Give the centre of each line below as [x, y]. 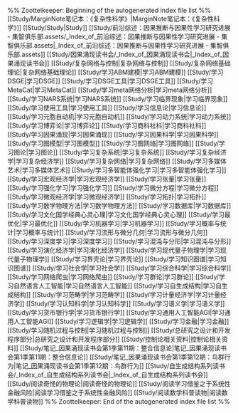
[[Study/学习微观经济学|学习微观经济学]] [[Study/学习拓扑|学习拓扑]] [107, 197]
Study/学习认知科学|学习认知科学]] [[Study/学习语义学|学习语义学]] [128, 303]
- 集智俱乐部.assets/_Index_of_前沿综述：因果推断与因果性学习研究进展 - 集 [118, 36]
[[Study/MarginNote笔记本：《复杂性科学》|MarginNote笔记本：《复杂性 [111, 19]
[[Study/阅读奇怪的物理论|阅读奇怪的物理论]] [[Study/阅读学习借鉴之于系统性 [119, 383]
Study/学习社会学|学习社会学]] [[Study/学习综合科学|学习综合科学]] [134, 268]
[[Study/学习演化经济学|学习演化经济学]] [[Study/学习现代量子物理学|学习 [114, 250]
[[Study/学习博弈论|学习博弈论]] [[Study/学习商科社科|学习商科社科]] [107, 125]
